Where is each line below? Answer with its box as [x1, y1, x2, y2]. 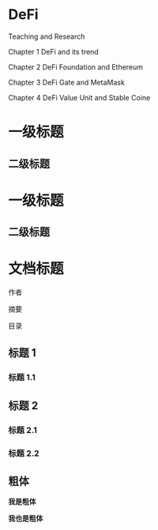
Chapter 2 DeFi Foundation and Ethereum [8, 62, 144, 72]
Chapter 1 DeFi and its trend [8, 47, 99, 56]
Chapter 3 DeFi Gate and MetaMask [8, 77, 125, 87]
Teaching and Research [8, 32, 85, 41]
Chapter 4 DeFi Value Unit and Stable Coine [8, 92, 151, 102]
